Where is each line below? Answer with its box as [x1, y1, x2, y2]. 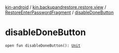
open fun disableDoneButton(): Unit [5, 43, 80, 48]
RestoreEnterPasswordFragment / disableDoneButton [5, 9, 114, 15]
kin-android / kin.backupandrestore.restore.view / [5, 4, 107, 10]
